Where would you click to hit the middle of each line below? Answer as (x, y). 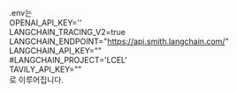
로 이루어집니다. (37, 80)
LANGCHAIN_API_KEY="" (56, 50)
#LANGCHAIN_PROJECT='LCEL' (69, 60)
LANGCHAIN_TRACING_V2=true (67, 32)
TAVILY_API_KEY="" (46, 69)
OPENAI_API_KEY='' (46, 23)
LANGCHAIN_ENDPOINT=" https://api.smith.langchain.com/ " (119, 41)
